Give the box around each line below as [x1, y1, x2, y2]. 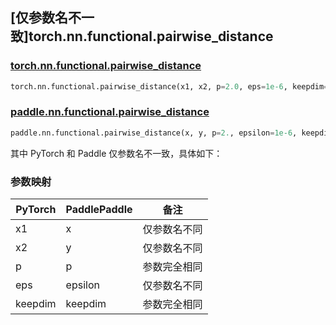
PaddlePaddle [65, 203, 133, 217]
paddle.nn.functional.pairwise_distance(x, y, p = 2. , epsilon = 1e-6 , [10, 128, 298, 138]
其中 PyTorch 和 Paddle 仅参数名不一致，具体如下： [10, 147, 223, 159]
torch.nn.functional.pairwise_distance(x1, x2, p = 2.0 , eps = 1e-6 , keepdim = [10, 81, 329, 92]
